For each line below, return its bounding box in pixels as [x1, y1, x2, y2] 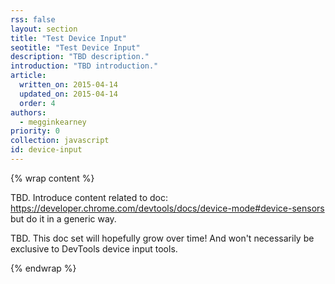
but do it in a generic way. [10, 212, 117, 225]
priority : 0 [10, 126, 60, 136]
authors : [10, 107, 47, 118]
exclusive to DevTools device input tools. [10, 242, 178, 255]
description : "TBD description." [10, 52, 150, 62]
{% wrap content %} [10, 172, 95, 184]
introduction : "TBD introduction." [10, 61, 159, 71]
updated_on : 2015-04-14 [19, 89, 118, 99]
